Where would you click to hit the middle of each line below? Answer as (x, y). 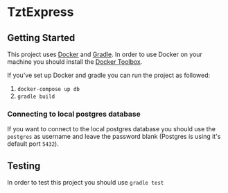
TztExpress (41, 12)
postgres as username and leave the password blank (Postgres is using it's (114, 137)
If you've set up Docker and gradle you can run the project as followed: (109, 75)
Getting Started (41, 38)
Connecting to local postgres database (74, 114)
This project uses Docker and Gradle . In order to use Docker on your (105, 54)
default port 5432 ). (33, 144)
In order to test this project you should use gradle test (86, 183)
